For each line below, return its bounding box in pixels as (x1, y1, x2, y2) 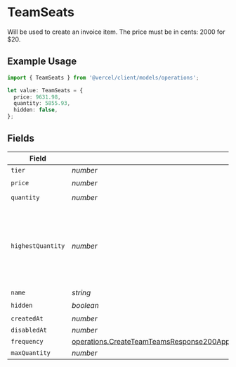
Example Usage (7, 56, 77, 68)
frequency (11, 337, 44, 345)
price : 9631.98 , (13, 93, 61, 101)
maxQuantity (11, 349, 51, 356)
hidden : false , (13, 106, 58, 113)
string (71, 287, 91, 297)
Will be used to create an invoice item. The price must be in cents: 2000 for (7, 27, 225, 36)
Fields (7, 132, 35, 144)
